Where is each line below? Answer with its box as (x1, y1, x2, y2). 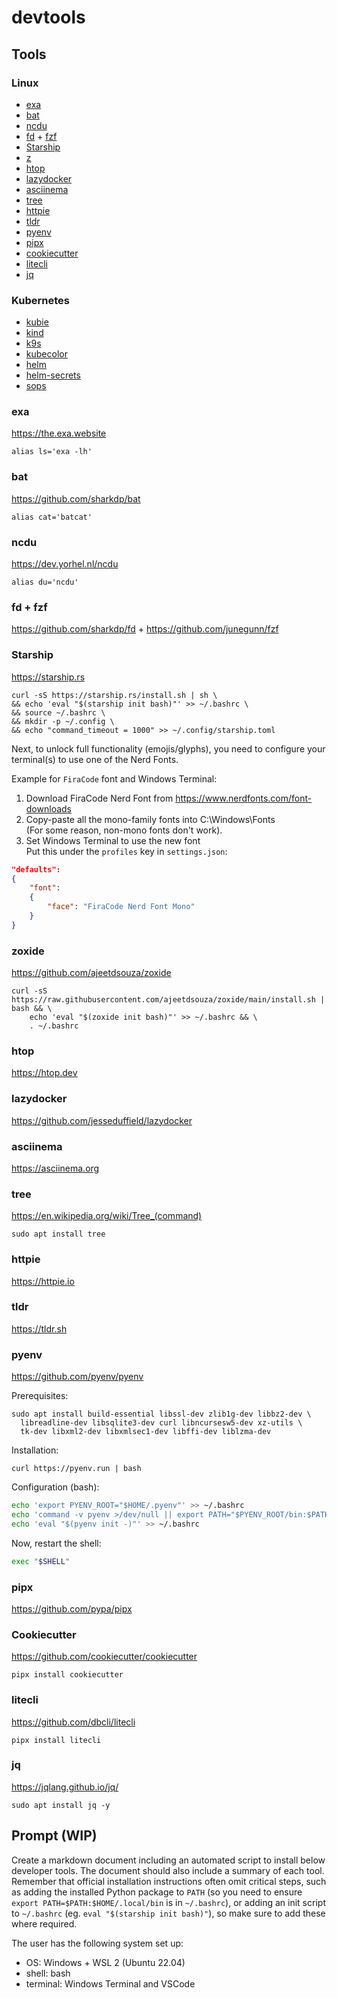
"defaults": (11, 864, 61, 875)
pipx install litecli (11, 1735, 102, 1745)
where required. (11, 1917, 78, 1930)
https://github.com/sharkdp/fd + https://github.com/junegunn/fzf (11, 623, 279, 635)
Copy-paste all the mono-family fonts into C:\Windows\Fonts (25, 813, 276, 825)
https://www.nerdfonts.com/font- (175, 792, 313, 804)
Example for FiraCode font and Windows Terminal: (11, 772, 218, 785)
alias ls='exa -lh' (11, 447, 93, 457)
